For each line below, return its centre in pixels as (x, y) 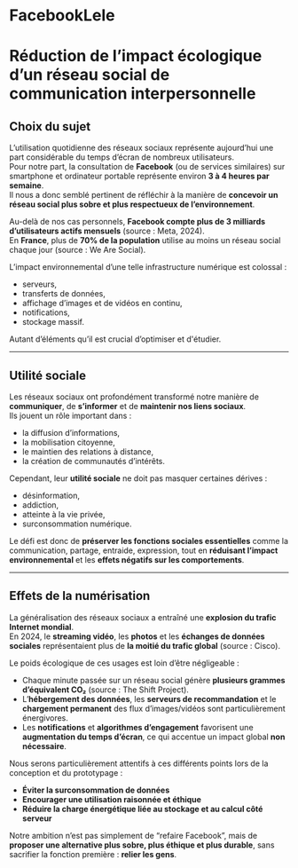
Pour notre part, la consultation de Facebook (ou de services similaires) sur (147, 167)
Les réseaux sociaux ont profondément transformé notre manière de (134, 397)
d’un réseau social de (90, 75)
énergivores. (45, 718)
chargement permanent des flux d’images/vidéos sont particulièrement (153, 708)
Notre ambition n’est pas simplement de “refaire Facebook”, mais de (133, 835)
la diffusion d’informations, (71, 433)
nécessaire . (44, 746)
